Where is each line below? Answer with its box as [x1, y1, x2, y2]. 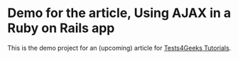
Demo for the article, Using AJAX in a [7, 5, 232, 21]
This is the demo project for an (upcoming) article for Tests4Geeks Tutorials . [7, 43, 232, 52]
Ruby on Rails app [7, 20, 115, 36]
